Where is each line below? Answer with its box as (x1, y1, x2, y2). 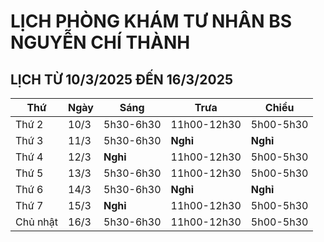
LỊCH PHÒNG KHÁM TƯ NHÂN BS (10, 10, 293, 33)
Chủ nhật (15, 215, 59, 229)
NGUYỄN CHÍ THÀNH (10, 31, 191, 54)
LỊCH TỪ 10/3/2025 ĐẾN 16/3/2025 (10, 71, 233, 88)
